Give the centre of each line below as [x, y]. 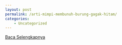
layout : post [18, 10]
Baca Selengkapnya [25, 37]
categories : [17, 19]
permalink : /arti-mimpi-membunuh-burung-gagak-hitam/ [61, 14]
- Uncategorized [31, 23]
